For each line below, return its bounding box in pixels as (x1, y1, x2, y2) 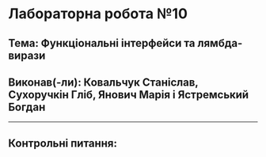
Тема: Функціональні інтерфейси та (8, 36, 196, 50)
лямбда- (197, 36, 243, 50)
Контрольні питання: (8, 136, 117, 150)
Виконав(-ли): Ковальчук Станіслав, (8, 75, 199, 89)
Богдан (8, 100, 46, 113)
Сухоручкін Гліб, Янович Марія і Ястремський (8, 88, 249, 101)
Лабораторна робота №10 (8, 5, 188, 23)
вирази (8, 48, 46, 62)
